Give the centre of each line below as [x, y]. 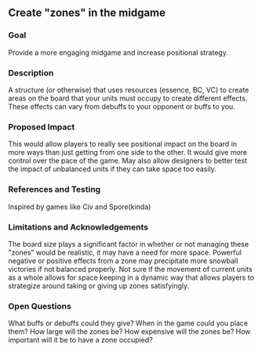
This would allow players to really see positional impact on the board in [123, 144]
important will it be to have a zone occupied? [80, 340]
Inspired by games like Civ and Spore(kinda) [80, 207]
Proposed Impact [42, 126]
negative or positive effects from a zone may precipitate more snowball [123, 260]
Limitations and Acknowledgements [78, 227]
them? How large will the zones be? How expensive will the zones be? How [129, 332]
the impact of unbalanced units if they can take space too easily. [113, 169]
